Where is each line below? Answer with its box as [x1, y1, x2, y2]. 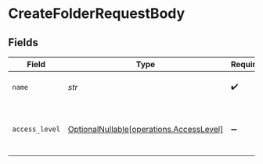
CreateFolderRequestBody [8, 5, 186, 23]
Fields [8, 36, 39, 49]
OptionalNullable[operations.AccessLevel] [67, 124, 224, 134]
